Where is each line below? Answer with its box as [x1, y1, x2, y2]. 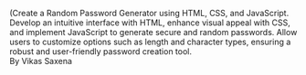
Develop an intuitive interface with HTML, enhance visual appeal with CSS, [9, 17, 290, 28]
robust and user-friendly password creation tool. [9, 46, 192, 57]
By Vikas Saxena [9, 56, 73, 66]
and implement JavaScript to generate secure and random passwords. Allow [9, 27, 298, 37]
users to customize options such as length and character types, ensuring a [9, 36, 291, 47]
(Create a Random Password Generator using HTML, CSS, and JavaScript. [9, 8, 290, 18]
